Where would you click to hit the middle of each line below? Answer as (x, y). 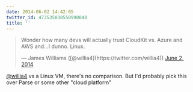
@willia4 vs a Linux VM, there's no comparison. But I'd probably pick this (97, 76)
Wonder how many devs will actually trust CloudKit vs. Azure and (102, 40)
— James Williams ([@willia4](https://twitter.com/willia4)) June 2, (102, 58)
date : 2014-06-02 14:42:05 (40, 12)
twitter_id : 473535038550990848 (47, 17)
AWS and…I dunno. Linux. (53, 46)
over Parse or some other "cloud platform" (59, 82)
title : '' (19, 23)
